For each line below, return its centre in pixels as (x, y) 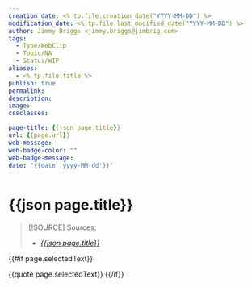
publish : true (32, 83)
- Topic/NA (34, 53)
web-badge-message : (41, 158)
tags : (17, 38)
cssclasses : (28, 114)
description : (30, 98)
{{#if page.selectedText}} (51, 259)
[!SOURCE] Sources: (62, 227)
